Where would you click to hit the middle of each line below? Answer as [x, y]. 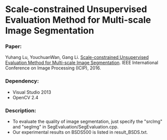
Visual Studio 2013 [32, 92]
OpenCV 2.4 [25, 97]
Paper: [14, 46]
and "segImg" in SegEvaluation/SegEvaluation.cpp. [65, 127]
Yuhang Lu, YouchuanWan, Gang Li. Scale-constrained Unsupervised [77, 57]
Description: [21, 110]
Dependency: [22, 81]
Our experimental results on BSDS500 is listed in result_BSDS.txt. [80, 132]
